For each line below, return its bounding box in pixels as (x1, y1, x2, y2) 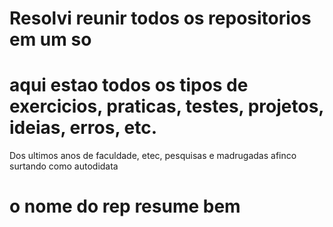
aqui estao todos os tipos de (9, 74, 249, 97)
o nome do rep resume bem (9, 195, 241, 218)
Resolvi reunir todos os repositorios (9, 7, 312, 30)
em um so (9, 28, 92, 51)
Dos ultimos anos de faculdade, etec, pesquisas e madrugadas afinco (9, 150, 297, 162)
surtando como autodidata (9, 160, 119, 172)
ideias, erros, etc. (9, 117, 158, 139)
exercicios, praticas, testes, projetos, (9, 95, 324, 118)
